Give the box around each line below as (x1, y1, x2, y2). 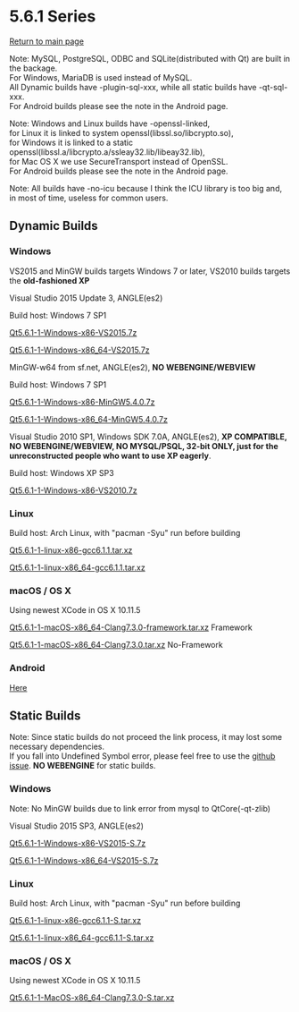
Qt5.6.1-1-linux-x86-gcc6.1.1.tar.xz (9, 544, 133, 556)
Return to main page (9, 36, 85, 47)
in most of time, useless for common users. (9, 192, 169, 203)
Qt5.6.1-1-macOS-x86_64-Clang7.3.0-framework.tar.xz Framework (9, 622, 253, 633)
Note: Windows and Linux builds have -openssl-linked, (9, 118, 211, 129)
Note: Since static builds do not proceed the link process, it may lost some (9, 732, 283, 743)
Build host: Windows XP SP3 (9, 467, 114, 478)
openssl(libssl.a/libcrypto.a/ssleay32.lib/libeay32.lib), (9, 146, 205, 157)
